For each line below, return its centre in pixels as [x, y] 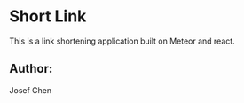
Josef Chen [30, 90]
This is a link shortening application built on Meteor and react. [122, 41]
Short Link [48, 16]
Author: [31, 69]
